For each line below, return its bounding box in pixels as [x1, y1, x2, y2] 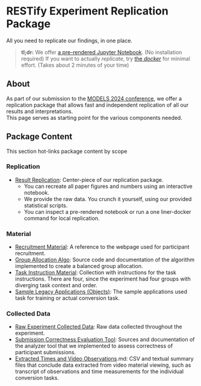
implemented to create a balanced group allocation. [14, 263, 143, 270]
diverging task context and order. [14, 282, 97, 289]
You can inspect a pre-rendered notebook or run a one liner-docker [23, 208, 191, 215]
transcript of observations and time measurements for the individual [14, 368, 184, 375]
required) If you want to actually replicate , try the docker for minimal [20, 55, 191, 62]
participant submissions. [14, 349, 76, 356]
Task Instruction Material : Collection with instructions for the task [14, 269, 176, 276]
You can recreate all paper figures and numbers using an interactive [23, 182, 193, 190]
